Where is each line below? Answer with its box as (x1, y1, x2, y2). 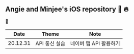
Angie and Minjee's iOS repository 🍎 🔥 (5, 5, 129, 14)
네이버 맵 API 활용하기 (70, 40, 121, 47)
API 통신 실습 (35, 40, 65, 47)
